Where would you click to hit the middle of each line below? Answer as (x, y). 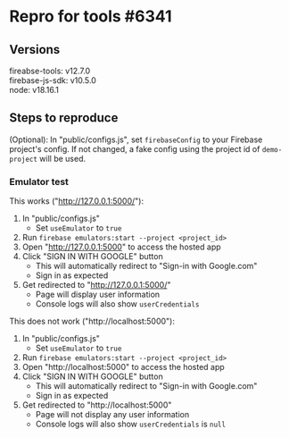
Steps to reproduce (64, 118)
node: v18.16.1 (34, 90)
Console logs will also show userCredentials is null (130, 424)
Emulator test (39, 181)
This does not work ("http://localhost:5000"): (92, 321)
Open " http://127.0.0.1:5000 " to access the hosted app (121, 247)
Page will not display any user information (112, 415)
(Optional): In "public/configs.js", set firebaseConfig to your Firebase (136, 139)
